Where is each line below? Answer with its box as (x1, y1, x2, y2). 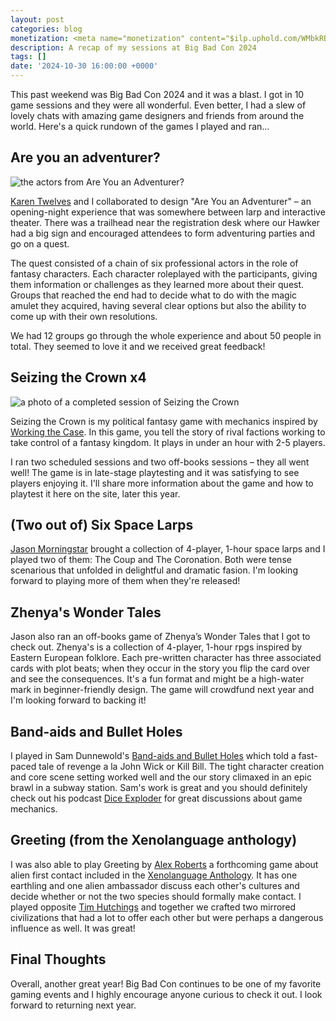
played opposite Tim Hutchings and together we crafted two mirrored (10, 901, 297, 913)
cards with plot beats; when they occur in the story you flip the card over (10, 662, 311, 675)
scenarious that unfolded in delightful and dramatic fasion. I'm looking (10, 564, 298, 576)
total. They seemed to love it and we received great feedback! (10, 340, 266, 352)
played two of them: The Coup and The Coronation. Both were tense (10, 554, 292, 566)
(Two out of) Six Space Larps (10, 517, 194, 534)
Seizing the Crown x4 (10, 369, 147, 386)
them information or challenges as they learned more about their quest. (10, 278, 305, 290)
